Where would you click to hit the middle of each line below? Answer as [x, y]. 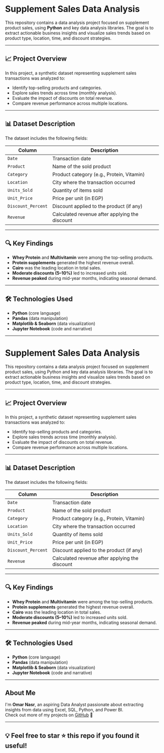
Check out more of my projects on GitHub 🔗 [49, 715]
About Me [20, 693]
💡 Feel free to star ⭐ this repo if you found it [72, 736]
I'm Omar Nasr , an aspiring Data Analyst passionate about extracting [74, 705]
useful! [16, 745]
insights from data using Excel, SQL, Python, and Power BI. [64, 710]
